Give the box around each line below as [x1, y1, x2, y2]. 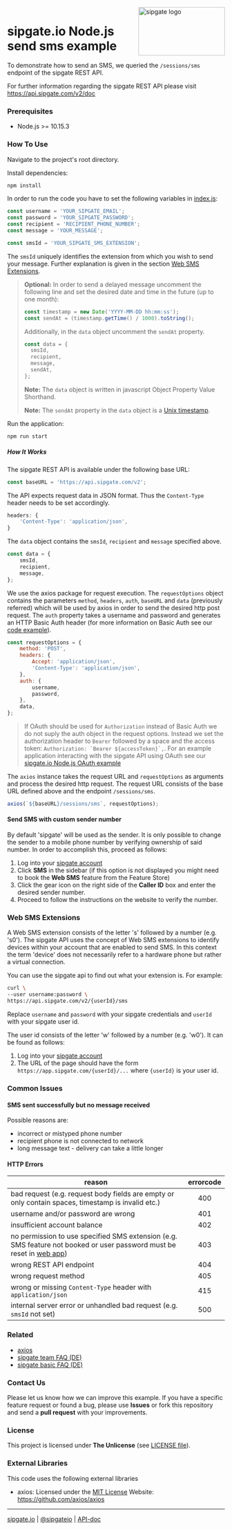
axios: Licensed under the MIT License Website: [17, 1487, 154, 1496]
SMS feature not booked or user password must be [10, 1240, 176, 1250]
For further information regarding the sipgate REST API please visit [7, 82, 197, 90]
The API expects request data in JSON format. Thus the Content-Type [7, 491, 204, 499]
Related [7, 1330, 34, 1340]
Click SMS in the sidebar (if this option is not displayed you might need [17, 866, 219, 874]
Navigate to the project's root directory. [7, 155, 119, 163]
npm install [7, 182, 41, 189]
